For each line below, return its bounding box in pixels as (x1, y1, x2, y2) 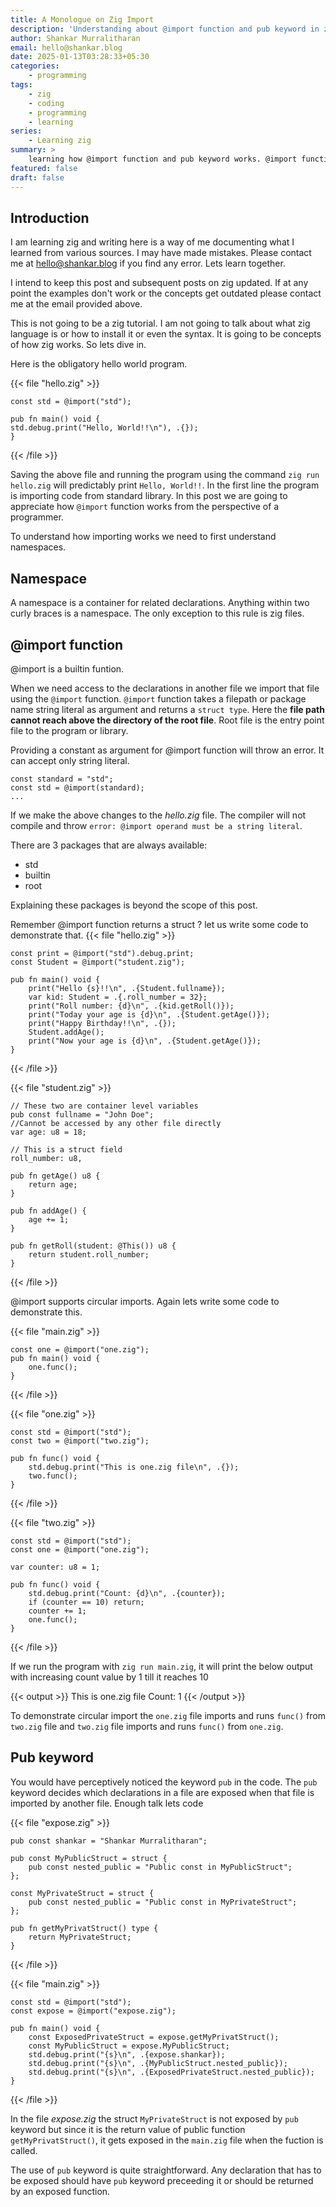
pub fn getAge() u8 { (10, 1171, 101, 1181)
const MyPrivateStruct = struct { (10, 1888, 155, 1898)
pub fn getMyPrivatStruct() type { (10, 1923, 159, 1933)
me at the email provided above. (10, 298, 143, 310)
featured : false (10, 163, 78, 173)
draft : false (10, 172, 65, 183)
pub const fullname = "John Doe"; (10, 1109, 155, 1120)
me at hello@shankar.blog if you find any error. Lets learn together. (10, 257, 286, 270)
